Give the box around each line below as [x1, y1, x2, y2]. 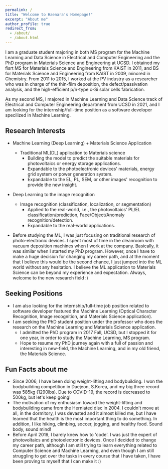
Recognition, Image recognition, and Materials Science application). [12, 313, 152, 319]
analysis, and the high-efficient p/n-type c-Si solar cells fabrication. [5, 86, 145, 92]
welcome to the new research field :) [12, 274, 89, 281]
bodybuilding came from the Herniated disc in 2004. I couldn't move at [12, 405, 159, 411]
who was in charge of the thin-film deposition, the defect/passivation [5, 81, 148, 87]
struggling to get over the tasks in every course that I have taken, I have [12, 453, 161, 459]
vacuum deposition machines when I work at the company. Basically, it [12, 243, 159, 249]
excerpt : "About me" [5, 17, 49, 22]
